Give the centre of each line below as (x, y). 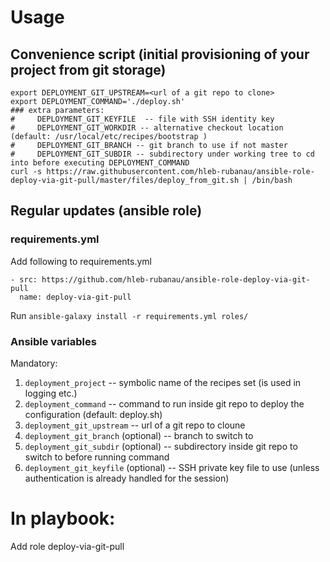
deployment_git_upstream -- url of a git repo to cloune (135, 425)
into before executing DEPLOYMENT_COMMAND (100, 163)
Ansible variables (53, 341)
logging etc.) (51, 393)
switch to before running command (97, 457)
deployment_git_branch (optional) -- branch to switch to (139, 435)
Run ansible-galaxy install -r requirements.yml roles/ (129, 315)
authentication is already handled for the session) (127, 478)
